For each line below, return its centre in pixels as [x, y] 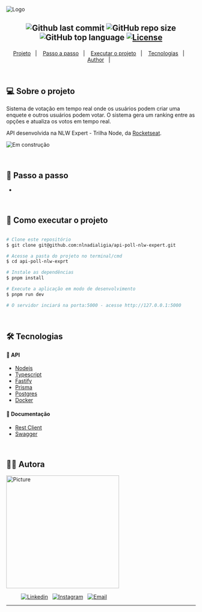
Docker [24, 400]
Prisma [24, 388]
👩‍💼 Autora [26, 464]
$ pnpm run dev [25, 294]
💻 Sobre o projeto [41, 91]
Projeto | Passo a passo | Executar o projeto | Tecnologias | [99, 54]
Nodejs [24, 368]
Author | [99, 60]
